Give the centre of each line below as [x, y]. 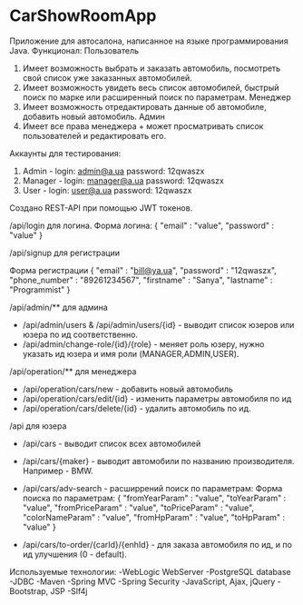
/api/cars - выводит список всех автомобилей [112, 443]
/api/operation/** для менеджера [73, 371]
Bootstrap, [29, 590]
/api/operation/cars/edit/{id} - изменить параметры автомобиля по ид [157, 398]
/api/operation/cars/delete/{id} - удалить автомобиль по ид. [137, 408]
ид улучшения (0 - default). [74, 554]
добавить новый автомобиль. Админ [94, 116]
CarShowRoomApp [83, 16]
